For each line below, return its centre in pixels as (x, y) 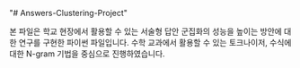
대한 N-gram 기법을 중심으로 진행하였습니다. (87, 54)
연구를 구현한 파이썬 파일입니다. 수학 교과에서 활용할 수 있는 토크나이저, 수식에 (155, 42)
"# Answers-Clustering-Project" (69, 13)
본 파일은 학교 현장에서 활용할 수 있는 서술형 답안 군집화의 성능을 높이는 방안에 (146, 31)
